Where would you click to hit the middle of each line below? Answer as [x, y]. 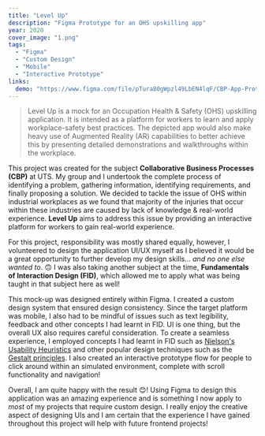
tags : [17, 45]
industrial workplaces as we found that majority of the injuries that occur [126, 202]
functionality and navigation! [54, 375]
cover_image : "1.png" [44, 37]
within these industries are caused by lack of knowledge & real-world [121, 211]
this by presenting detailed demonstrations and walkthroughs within [138, 145]
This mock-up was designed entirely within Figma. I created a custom [121, 300]
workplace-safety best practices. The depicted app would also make [139, 128]
